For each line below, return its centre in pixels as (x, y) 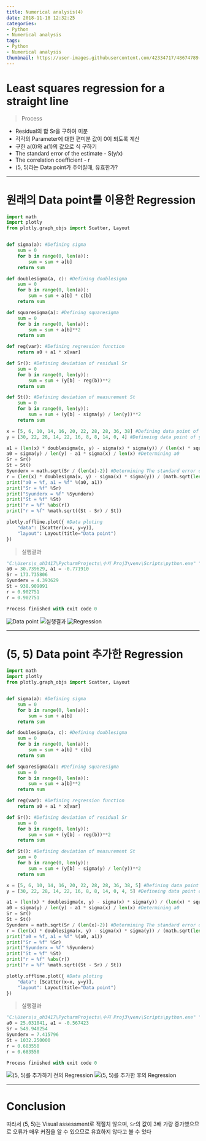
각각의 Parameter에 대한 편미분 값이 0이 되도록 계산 (77, 138)
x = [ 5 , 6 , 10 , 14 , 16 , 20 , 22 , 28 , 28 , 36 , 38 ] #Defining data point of (103, 431)
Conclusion (36, 1106)
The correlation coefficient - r (52, 160)
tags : (13, 41)
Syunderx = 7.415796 (33, 1035)
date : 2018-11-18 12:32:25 (41, 18)
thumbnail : (20, 58)
